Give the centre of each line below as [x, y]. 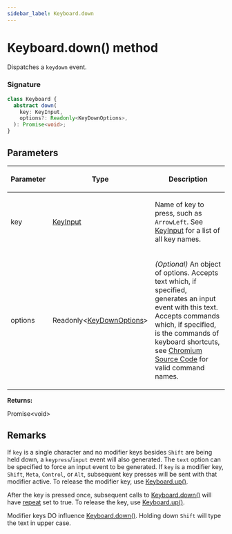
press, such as [178, 213]
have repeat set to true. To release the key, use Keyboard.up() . [96, 502]
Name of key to [180, 204]
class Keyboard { [32, 99]
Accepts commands [187, 316]
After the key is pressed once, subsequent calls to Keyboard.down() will [109, 495]
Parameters [33, 153]
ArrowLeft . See [179, 222]
